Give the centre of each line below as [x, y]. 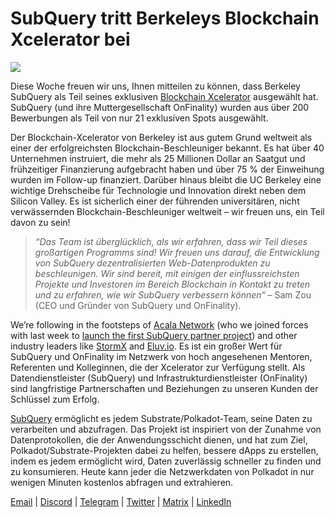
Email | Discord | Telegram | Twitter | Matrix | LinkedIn [121, 501]
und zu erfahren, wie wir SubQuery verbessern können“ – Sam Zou [173, 294]
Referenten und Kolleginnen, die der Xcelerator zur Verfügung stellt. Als [158, 367]
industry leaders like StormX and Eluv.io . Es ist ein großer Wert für [146, 346]
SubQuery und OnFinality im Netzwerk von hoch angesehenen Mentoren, [161, 356]
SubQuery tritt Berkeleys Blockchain [165, 18]
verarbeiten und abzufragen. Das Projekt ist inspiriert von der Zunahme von [166, 429]
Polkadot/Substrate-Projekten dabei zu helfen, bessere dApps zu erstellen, [164, 450]
